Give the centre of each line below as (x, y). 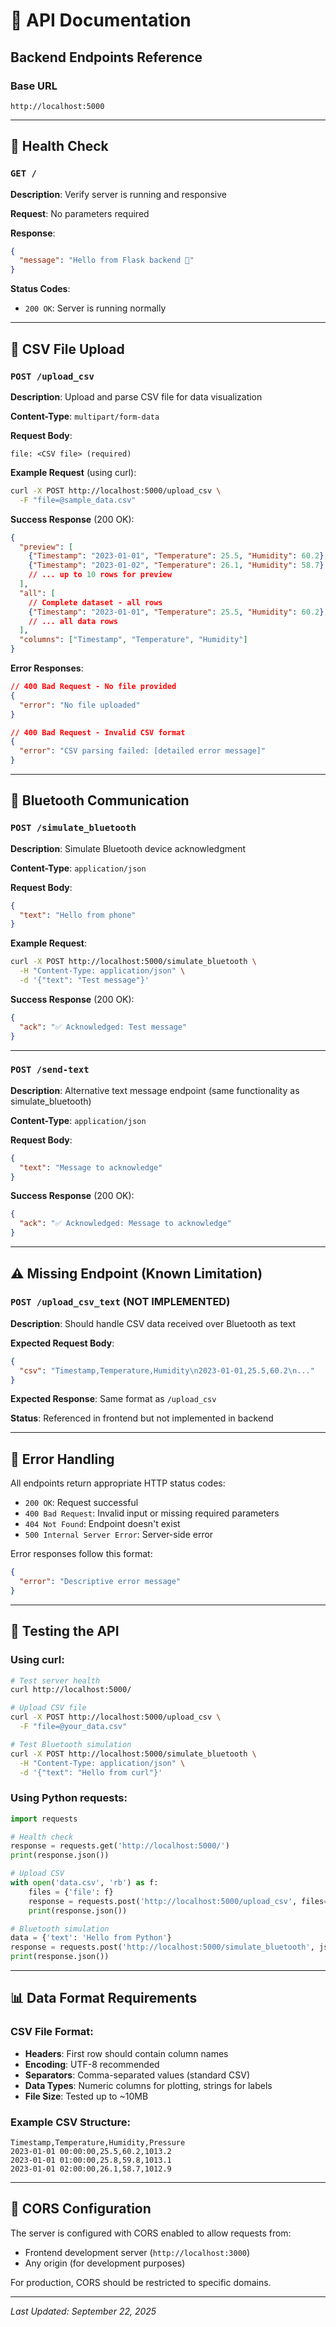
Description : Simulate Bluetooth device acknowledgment (128, 848)
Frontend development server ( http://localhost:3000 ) (137, 2252)
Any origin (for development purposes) (105, 2263)
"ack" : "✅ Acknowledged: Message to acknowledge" (125, 1224)
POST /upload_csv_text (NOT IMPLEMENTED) (120, 1302)
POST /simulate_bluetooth (73, 828)
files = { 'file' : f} (71, 1892)
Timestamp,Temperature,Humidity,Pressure (98, 2143)
